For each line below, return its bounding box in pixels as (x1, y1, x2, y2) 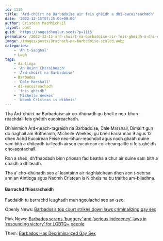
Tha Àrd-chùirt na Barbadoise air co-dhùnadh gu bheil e (5, 111, 117, 117)
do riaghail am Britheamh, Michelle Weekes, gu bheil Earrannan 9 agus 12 (5, 131, 152, 137)
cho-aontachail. (5, 146, 37, 152)
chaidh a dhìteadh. (5, 161, 42, 167)
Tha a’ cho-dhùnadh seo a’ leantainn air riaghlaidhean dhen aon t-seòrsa (5, 170, 151, 176)
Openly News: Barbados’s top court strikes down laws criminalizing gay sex (5, 207, 156, 212)
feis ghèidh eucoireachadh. (24, 116, 79, 122)
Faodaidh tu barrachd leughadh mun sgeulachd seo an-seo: (5, 197, 125, 203)
